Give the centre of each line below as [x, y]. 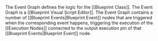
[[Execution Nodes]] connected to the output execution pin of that [73, 28]
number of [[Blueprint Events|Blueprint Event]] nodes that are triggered [79, 18]
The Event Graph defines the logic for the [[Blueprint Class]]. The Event [79, 7]
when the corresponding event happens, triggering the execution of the [79, 23]
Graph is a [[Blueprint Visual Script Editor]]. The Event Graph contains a [79, 12]
